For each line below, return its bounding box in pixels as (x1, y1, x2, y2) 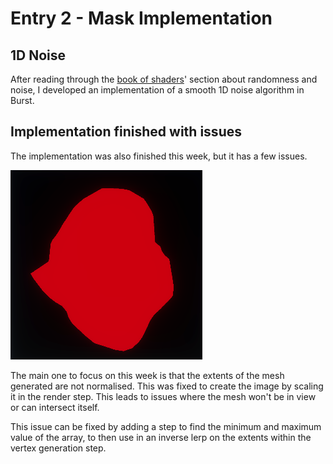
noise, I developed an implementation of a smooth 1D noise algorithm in (10, 84, 305, 96)
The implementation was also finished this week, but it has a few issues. (10, 150, 308, 162)
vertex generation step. (10, 442, 107, 454)
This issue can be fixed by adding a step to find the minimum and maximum (10, 420, 322, 432)
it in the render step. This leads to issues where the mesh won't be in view (10, 390, 317, 402)
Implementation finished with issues (10, 123, 242, 141)
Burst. (10, 95, 35, 106)
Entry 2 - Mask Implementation (10, 7, 273, 30)
